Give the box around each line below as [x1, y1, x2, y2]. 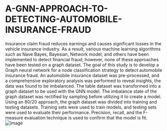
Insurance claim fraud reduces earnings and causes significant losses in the [5, 40, 162, 46]
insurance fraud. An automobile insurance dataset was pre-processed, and [5, 72, 160, 78]
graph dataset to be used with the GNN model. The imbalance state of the [5, 88, 157, 94]
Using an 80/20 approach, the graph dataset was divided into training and [5, 99, 157, 105]
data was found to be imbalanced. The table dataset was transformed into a [5, 83, 161, 89]
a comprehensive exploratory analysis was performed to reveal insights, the [5, 78, 161, 84]
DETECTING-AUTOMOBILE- [5, 13, 122, 25]
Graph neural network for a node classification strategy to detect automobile [5, 67, 163, 73]
